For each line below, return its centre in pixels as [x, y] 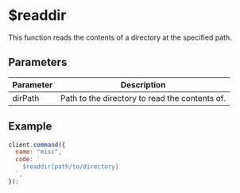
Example [30, 127]
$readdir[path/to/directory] [71, 167]
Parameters [38, 62]
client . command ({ [37, 145]
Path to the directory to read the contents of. [143, 98]
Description [143, 84]
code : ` [28, 160]
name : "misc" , [39, 152]
